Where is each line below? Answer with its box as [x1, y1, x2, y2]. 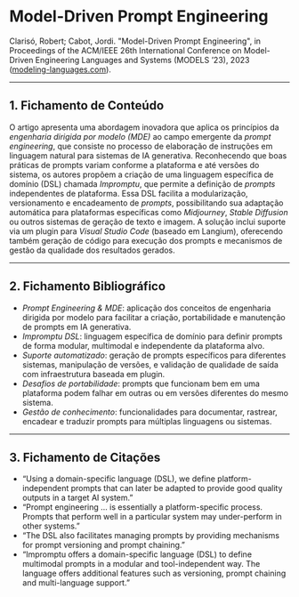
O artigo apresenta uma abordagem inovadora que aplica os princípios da [9, 122, 279, 133]
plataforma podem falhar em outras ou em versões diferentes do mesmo [21, 387, 289, 398]
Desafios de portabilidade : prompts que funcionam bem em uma [21, 378, 261, 389]
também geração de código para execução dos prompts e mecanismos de [9, 235, 283, 246]
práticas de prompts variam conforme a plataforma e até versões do [9, 159, 260, 170]
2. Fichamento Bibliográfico [9, 278, 166, 294]
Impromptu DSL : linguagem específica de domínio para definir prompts [21, 331, 283, 342]
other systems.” [21, 520, 80, 531]
